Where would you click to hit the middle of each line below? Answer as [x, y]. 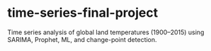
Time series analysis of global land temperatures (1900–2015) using [106, 32]
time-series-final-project [82, 13]
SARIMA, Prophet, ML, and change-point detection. [82, 39]
